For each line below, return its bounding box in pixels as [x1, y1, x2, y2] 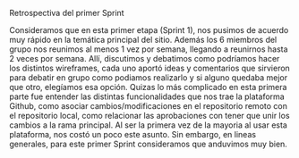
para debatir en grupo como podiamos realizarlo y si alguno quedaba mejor [9, 72, 288, 83]
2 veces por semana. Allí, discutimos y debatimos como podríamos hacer [9, 54, 280, 63]
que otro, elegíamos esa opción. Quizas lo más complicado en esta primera [9, 82, 287, 92]
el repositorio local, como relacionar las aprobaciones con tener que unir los [9, 111, 290, 121]
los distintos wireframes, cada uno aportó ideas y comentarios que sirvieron [9, 62, 291, 73]
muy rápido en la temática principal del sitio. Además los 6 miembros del [9, 35, 278, 45]
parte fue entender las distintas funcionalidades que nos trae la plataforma [9, 91, 285, 102]
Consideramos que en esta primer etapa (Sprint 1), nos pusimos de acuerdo [9, 25, 289, 35]
